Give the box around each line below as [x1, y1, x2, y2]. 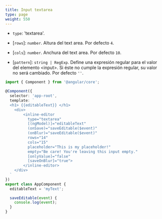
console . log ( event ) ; [14, 200, 57, 205]
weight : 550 [5, 16, 30, 21]
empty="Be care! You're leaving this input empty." [27, 149, 138, 154]
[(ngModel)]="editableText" [27, 121, 86, 126]
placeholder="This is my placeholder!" [27, 144, 111, 149]
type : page [5, 12, 28, 17]
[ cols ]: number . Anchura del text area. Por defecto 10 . [12, 49, 122, 55]
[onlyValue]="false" [27, 153, 71, 159]
